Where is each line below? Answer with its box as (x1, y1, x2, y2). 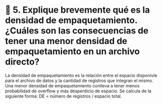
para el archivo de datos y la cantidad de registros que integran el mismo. (5, 78, 154, 83)
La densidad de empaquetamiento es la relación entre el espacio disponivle (5, 72, 158, 78)
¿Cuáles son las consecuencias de (5, 25, 149, 36)
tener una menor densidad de (5, 36, 127, 47)
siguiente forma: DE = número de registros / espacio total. (5, 93, 122, 99)
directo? (5, 56, 40, 67)
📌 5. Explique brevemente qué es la (5, 4, 150, 16)
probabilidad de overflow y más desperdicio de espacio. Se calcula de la (5, 88, 152, 94)
